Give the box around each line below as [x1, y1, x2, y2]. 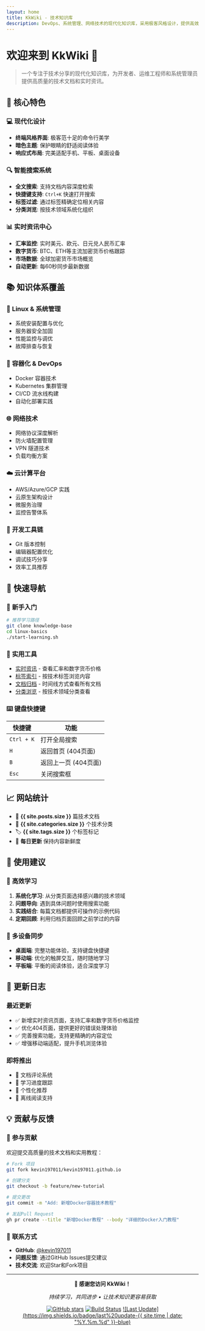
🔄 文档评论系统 [15, 1071, 53, 1079]
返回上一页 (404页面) [40, 758, 102, 767]
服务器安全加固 [15, 328, 53, 335]
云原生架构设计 [15, 493, 53, 501]
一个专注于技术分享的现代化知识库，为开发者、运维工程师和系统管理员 [21, 70, 198, 77]
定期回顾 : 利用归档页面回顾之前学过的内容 [15, 915, 120, 922]
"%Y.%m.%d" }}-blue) [74, 1318, 131, 1326]
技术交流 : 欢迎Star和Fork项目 [15, 1261, 88, 1269]
